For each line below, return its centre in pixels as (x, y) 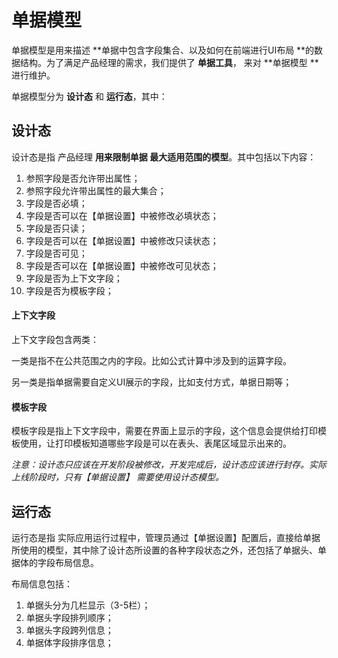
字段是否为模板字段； (69, 290)
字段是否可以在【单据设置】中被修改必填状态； (122, 215)
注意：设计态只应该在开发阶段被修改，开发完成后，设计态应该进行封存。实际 (169, 465)
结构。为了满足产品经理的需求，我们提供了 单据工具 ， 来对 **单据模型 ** (169, 62)
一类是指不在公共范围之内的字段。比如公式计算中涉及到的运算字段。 (151, 360)
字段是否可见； (56, 253)
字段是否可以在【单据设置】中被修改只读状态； (122, 240)
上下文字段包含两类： (55, 339)
